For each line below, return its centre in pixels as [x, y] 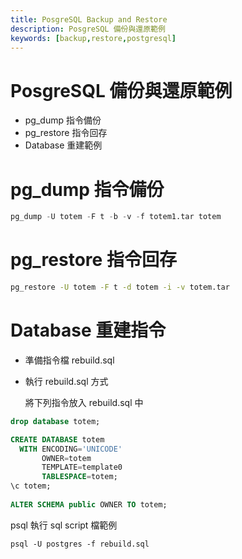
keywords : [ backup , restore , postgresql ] [93, 38]
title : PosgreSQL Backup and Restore [89, 19]
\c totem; [31, 486]
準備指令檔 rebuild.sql [69, 360]
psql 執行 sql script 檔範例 [64, 525]
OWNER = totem [66, 458]
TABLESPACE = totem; [79, 477]
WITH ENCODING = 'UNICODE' [71, 449]
